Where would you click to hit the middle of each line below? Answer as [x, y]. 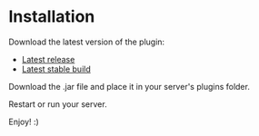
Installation [52, 17]
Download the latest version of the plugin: [87, 42]
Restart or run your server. [58, 104]
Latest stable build [56, 69]
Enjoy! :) [24, 121]
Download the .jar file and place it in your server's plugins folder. [129, 86]
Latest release [48, 59]
